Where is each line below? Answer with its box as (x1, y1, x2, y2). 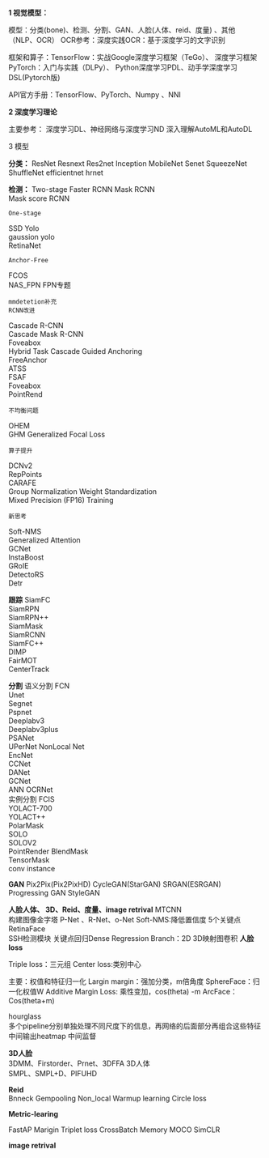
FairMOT (8, 656, 38, 665)
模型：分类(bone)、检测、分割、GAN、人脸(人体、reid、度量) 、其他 (8, 25, 236, 35)
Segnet (8, 699, 32, 708)
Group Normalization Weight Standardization (8, 487, 158, 496)
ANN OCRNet (8, 785, 53, 794)
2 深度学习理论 (8, 107, 58, 117)
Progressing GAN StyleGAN (8, 888, 101, 897)
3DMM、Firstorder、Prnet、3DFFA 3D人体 (8, 1058, 151, 1068)
